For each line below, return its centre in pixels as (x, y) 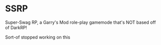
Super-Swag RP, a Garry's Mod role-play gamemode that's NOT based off (80, 22)
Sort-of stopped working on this (38, 37)
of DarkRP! (16, 27)
